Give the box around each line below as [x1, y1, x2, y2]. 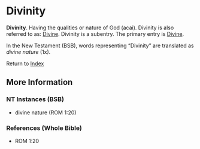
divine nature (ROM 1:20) [14, 109, 77, 116]
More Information [6, 77, 73, 87]
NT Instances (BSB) [6, 95, 65, 104]
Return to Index [6, 60, 44, 67]
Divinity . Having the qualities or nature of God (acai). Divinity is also [6, 24, 174, 31]
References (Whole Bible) [6, 124, 82, 132]
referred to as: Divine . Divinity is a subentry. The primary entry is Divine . [6, 30, 184, 37]
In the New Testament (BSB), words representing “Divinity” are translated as [6, 42, 194, 49]
